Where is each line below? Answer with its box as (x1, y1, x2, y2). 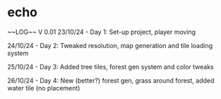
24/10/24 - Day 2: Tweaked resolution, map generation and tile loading (7, 41, 213, 49)
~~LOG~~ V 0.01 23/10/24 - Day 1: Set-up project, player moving (7, 28, 196, 36)
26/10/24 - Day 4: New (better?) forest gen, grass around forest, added (7, 76, 215, 85)
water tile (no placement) (7, 83, 80, 92)
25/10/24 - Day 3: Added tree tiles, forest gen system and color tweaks (7, 62, 214, 71)
